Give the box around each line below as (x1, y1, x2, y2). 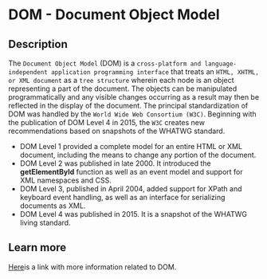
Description (8, 37, 68, 51)
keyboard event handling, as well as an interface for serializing (19, 193, 226, 202)
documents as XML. (19, 201, 86, 210)
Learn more (8, 241, 67, 254)
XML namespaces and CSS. (19, 175, 112, 185)
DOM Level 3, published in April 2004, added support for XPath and (19, 184, 242, 193)
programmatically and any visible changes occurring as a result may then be (8, 92, 260, 101)
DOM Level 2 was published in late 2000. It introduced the (19, 159, 211, 168)
